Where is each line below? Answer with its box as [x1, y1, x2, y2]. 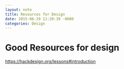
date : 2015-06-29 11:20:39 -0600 [5, 16, 74, 21]
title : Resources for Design [5, 12, 65, 17]
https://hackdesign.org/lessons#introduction [5, 59, 96, 65]
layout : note [5, 7, 32, 12]
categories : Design [5, 21, 45, 26]
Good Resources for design [5, 42, 120, 53]
